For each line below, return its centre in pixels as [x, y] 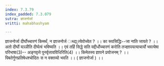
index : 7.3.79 [20, 10]
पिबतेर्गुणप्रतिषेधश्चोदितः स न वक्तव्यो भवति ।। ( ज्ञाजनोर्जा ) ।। [54, 58]
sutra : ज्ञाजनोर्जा [19, 19]
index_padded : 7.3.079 [28, 14]
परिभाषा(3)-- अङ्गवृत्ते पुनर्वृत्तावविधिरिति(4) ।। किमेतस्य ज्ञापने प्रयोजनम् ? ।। [67, 52]
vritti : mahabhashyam [27, 23]
